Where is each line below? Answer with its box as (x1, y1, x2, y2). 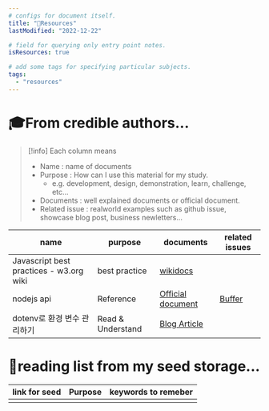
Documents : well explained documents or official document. (39, 195, 240, 205)
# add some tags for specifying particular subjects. (8, 63, 192, 71)
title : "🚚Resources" (8, 19, 78, 27)
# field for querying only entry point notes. (8, 41, 167, 49)
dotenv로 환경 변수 (12, 312, 80, 324)
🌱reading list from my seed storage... (8, 357, 260, 375)
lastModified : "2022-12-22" (8, 26, 102, 34)
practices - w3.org (12, 265, 84, 276)
